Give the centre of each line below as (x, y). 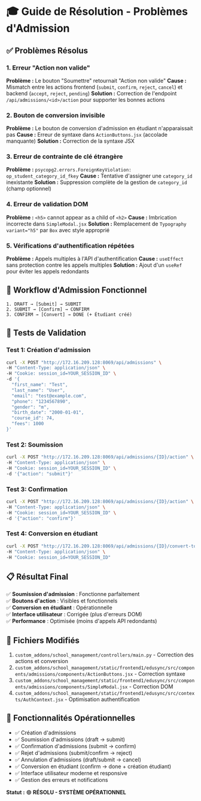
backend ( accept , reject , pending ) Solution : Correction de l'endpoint (92, 93)
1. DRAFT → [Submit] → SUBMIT (44, 304)
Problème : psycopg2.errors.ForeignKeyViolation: (69, 170)
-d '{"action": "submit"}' (40, 474)
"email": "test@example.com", (49, 396)
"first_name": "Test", (40, 385)
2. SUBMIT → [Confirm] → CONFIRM (48, 309)
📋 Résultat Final (37, 576)
